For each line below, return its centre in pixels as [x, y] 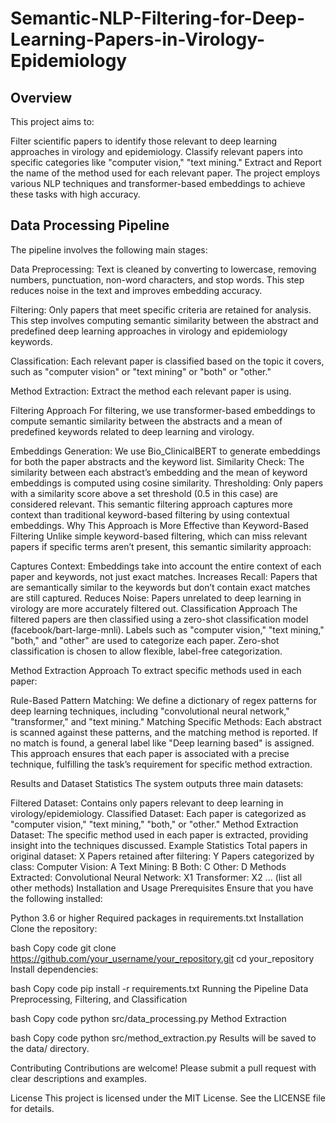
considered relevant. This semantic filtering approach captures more [151, 504]
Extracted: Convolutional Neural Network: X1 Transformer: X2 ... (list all [156, 877]
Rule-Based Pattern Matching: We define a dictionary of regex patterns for [163, 700]
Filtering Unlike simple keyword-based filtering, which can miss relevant [159, 536]
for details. [32, 1108]
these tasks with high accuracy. [75, 194]
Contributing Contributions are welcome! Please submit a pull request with [163, 1068]
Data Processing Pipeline [90, 225]
